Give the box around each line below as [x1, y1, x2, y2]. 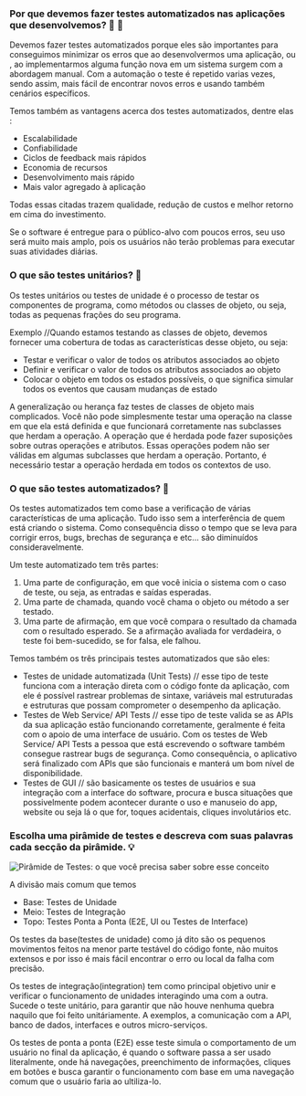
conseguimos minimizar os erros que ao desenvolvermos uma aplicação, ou [9, 49, 297, 60]
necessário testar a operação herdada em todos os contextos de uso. [9, 459, 271, 470]
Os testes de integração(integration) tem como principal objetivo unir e [9, 981, 277, 992]
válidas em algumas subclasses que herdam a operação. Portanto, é [9, 449, 267, 460]
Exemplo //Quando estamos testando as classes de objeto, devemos [9, 327, 268, 338]
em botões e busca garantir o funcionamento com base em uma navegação [9, 1067, 295, 1078]
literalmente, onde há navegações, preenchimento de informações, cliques [9, 1057, 291, 1068]
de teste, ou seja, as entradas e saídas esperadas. [22, 586, 212, 597]
